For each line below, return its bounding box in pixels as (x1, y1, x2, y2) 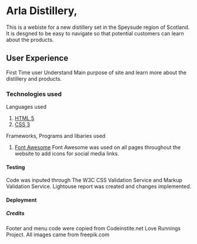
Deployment (6, 196, 37, 203)
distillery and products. (6, 75, 62, 82)
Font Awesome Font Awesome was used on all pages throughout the (14, 144, 181, 151)
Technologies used (6, 90, 62, 98)
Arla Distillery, (6, 4, 78, 18)
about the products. (6, 36, 54, 43)
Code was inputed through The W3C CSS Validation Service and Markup (6, 177, 182, 184)
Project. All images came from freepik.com (6, 231, 110, 238)
